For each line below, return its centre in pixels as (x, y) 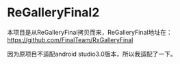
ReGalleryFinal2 (53, 13)
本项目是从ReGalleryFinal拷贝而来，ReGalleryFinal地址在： (90, 32)
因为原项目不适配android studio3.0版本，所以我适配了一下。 (92, 54)
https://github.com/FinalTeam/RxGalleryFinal (70, 39)
